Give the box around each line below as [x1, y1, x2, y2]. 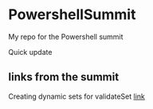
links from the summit [8, 70, 120, 84]
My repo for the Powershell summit [8, 32, 124, 41]
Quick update [8, 47, 53, 56]
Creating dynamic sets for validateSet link [8, 91, 146, 101]
